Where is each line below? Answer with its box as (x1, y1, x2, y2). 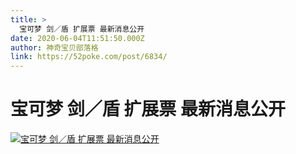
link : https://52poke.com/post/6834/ (10, 52, 168, 62)
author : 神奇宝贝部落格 (10, 42, 99, 53)
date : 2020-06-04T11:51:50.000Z (10, 33, 145, 43)
